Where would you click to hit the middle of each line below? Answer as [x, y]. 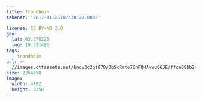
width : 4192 [27, 84]
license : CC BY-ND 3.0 [35, 28]
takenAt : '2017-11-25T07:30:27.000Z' [54, 17]
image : [14, 79]
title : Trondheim [28, 12]
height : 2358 [28, 90]
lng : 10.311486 [31, 45]
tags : [13, 51]
